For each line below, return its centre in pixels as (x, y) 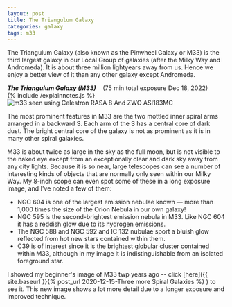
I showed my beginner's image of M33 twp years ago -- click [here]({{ (107, 274)
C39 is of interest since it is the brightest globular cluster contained (113, 246)
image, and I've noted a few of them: (60, 188)
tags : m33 (21, 33)
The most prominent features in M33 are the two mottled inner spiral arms (113, 116)
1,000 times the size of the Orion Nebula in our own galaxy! (101, 209)
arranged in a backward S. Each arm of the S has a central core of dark (109, 124)
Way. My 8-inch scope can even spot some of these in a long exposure (109, 182)
